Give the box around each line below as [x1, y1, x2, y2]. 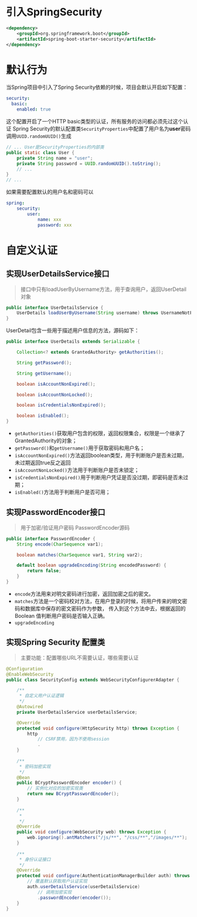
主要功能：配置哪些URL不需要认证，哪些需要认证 [20, 654, 139, 661]
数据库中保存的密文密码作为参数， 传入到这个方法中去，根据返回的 [25, 605, 186, 612]
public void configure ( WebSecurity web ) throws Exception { [16, 829, 167, 835]
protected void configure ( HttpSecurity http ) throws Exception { [16, 725, 180, 731]
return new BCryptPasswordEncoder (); [27, 791, 119, 797]
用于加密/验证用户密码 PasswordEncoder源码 [20, 524, 130, 531]
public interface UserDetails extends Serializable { [6, 339, 141, 344]
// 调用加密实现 [37, 889, 72, 895]
